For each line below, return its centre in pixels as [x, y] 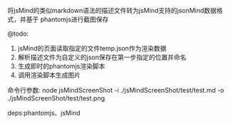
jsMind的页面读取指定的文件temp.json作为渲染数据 [92, 48]
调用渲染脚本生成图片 [49, 75]
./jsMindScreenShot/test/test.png [56, 98]
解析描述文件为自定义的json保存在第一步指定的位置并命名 [102, 57]
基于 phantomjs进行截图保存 [67, 19]
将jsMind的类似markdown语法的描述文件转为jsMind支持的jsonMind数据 [112, 10]
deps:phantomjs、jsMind [44, 113]
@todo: [18, 33]
